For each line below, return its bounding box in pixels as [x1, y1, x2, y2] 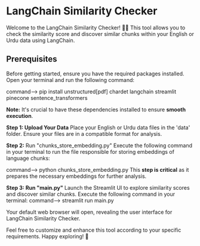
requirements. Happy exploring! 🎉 [6, 232, 89, 240]
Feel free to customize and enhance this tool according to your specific [6, 226, 181, 233]
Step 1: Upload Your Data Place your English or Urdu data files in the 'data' [6, 124, 190, 131]
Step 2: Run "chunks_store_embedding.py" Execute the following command [6, 142, 193, 149]
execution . [6, 112, 33, 119]
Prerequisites [6, 54, 57, 64]
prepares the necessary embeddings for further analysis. [6, 172, 147, 180]
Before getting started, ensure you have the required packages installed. [6, 70, 184, 77]
